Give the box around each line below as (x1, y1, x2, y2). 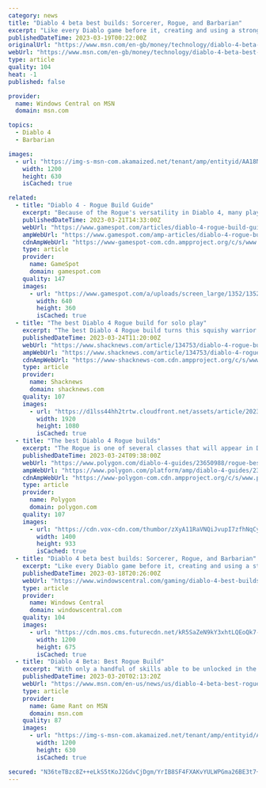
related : (8, 194, 37, 202)
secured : (8, 767, 37, 776)
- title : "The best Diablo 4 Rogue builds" (15, 437, 161, 445)
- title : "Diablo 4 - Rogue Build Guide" (15, 201, 154, 210)
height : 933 (36, 540, 77, 548)
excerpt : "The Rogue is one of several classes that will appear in (22, 444, 253, 452)
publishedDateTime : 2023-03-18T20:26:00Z (22, 569, 161, 577)
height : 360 (36, 304, 77, 313)
